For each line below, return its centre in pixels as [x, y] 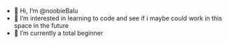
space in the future [41, 25]
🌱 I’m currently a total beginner [58, 33]
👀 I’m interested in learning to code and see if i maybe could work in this [118, 18]
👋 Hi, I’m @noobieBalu [46, 11]
